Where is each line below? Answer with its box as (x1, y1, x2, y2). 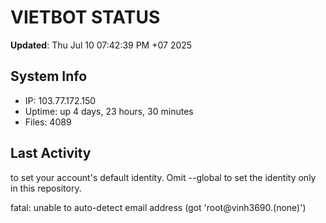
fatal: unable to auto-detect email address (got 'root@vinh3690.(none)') (10, 201, 307, 213)
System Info (10, 68, 88, 85)
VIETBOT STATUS (10, 6, 161, 29)
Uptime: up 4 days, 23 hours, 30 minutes (24, 105, 194, 117)
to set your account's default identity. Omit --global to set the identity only (10, 171, 317, 183)
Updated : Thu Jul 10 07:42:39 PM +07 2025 (10, 39, 193, 51)
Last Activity (10, 145, 92, 162)
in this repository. (10, 182, 82, 194)
